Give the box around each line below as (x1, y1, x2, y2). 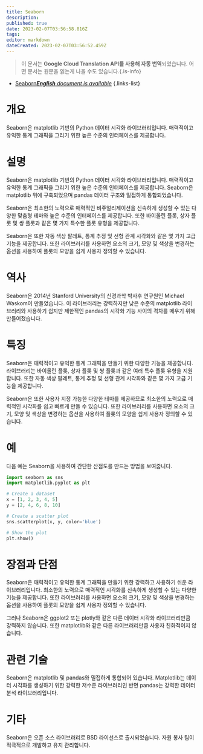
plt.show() (6, 535, 34, 541)
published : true (6, 20, 47, 26)
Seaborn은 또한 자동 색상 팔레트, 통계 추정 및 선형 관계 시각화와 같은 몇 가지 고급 (6, 232, 196, 239)
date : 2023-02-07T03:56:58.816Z (6, 25, 88, 32)
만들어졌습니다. (6, 314, 42, 322)
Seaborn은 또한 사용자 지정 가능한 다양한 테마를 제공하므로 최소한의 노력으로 (6, 395, 187, 402)
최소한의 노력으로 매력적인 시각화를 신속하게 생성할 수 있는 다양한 (43, 586, 197, 594)
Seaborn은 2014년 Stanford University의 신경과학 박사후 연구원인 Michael (6, 292, 184, 299)
